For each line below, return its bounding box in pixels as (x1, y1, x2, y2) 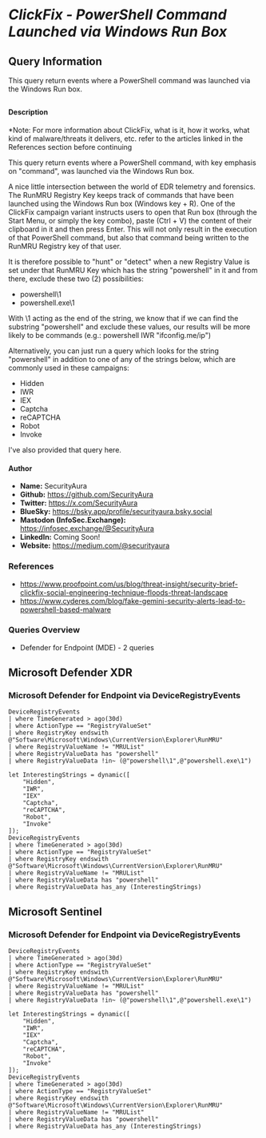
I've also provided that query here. (8, 445, 122, 454)
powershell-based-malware (19, 605, 112, 614)
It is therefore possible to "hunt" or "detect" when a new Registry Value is (8, 257, 250, 266)
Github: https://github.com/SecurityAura (19, 490, 154, 500)
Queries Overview (8, 625, 81, 636)
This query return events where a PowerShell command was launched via (8, 76, 251, 85)
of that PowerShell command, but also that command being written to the (8, 233, 249, 242)
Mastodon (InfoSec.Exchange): (19, 515, 126, 525)
